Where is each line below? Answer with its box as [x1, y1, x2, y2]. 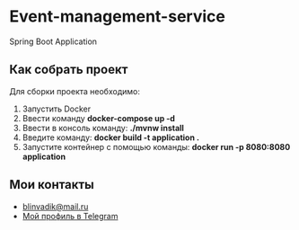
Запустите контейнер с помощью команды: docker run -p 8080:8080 [22, 141, 291, 152]
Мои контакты [9, 177, 94, 192]
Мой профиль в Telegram [22, 210, 119, 221]
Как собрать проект [9, 62, 128, 77]
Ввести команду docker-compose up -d [22, 112, 175, 123]
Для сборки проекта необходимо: [9, 85, 141, 96]
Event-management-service [9, 6, 226, 27]
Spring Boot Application [9, 36, 97, 47]
